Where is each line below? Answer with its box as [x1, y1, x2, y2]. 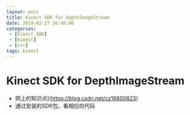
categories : [6, 25, 36, 32]
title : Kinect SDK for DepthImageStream [6, 14, 110, 20]
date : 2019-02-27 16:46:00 [6, 20, 74, 26]
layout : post [6, 8, 39, 15]
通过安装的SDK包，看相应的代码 [15, 102, 96, 109]
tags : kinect [6, 48, 39, 54]
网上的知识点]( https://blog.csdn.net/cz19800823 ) [15, 95, 139, 102]
